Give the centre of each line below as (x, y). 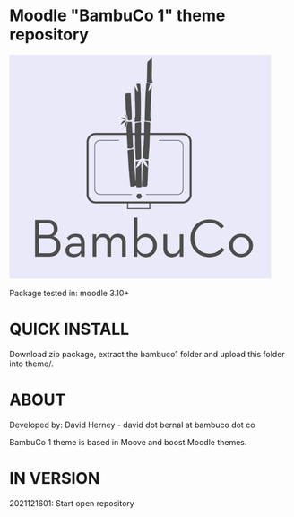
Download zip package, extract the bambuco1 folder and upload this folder (147, 354)
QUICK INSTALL (69, 329)
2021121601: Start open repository (72, 503)
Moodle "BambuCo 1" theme (117, 16)
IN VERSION (55, 478)
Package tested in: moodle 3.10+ (69, 293)
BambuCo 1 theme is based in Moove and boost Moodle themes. (128, 442)
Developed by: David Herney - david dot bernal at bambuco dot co (132, 425)
